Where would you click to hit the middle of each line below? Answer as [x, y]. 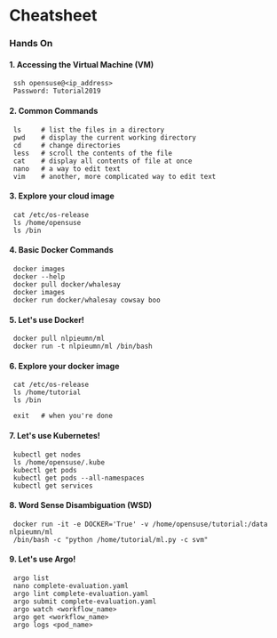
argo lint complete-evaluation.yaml [81, 594]
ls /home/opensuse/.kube [59, 462]
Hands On [31, 44]
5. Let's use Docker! [47, 319]
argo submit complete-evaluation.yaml [85, 602]
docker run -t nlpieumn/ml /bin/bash [83, 347]
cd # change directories [67, 145]
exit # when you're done [63, 416]
